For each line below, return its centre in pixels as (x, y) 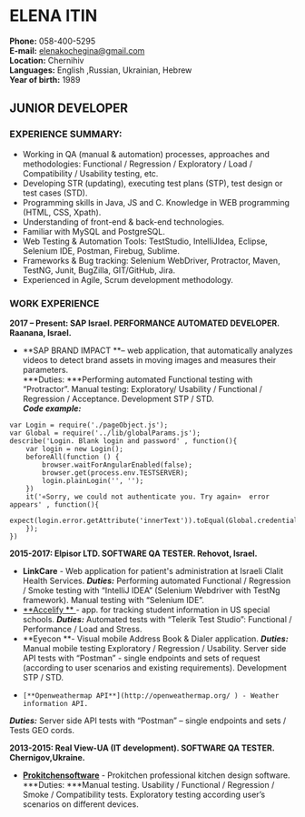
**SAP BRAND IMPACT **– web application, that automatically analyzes (157, 350)
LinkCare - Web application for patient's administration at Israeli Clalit (153, 570)
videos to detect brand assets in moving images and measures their (149, 359)
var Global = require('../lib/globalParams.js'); (105, 433)
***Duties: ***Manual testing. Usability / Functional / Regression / (148, 784)
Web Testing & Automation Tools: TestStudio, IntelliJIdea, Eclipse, (145, 241)
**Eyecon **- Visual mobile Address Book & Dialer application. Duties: (155, 639)
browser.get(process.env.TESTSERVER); (115, 473)
